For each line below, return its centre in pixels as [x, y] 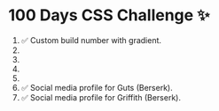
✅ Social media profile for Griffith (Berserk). [101, 97]
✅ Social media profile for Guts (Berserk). [97, 87]
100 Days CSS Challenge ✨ [109, 15]
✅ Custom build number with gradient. [91, 40]
